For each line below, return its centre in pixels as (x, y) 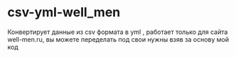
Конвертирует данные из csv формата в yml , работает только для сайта (118, 32)
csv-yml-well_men (64, 12)
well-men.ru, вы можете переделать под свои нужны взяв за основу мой (118, 39)
